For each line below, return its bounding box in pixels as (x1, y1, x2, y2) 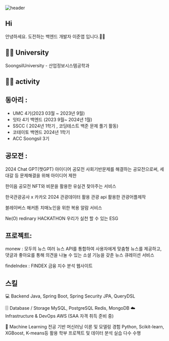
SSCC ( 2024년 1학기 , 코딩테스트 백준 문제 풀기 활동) (12, 123, 119, 129)
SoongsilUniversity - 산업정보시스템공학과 (5, 62, 90, 68)
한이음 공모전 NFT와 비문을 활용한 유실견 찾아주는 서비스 (5, 183, 117, 189)
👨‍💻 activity (5, 77, 40, 86)
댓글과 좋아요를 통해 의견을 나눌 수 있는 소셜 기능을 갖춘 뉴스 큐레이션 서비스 (5, 252, 155, 258)
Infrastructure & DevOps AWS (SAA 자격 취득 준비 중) (5, 313, 114, 319)
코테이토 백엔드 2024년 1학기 (12, 129, 70, 135)
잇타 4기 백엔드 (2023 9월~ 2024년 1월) (12, 116, 92, 122)
